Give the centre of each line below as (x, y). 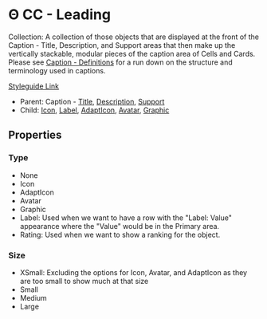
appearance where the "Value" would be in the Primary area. (120, 226)
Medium (33, 297)
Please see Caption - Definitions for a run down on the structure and (120, 62)
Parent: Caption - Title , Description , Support (92, 101)
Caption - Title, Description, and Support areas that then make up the (122, 45)
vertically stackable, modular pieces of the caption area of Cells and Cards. (132, 53)
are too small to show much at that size (84, 281)
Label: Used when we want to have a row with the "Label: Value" (126, 218)
